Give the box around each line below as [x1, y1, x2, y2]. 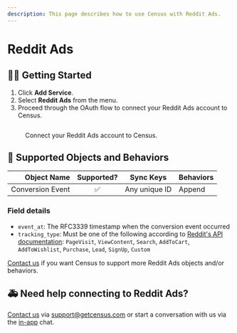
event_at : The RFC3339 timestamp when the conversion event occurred [17, 222, 230, 231]
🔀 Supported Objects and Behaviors [7, 152, 169, 164]
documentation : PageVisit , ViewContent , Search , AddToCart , [17, 237, 190, 245]
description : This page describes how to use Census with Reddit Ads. [7, 10, 221, 18]
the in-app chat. [7, 317, 55, 326]
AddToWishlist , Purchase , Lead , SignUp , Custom [17, 245, 151, 253]
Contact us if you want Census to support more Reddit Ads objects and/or [7, 258, 225, 267]
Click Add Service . [17, 88, 73, 97]
